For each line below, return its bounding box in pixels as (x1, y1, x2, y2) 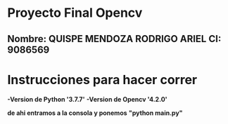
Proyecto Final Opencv (7, 5, 143, 21)
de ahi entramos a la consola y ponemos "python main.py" (7, 109, 183, 117)
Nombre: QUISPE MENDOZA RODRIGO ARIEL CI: (7, 33, 222, 45)
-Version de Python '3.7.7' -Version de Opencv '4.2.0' (7, 95, 167, 103)
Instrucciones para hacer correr (7, 71, 198, 88)
